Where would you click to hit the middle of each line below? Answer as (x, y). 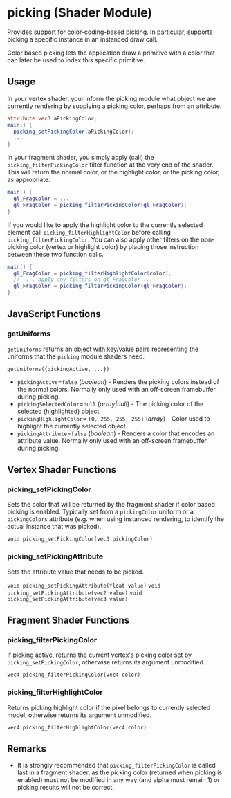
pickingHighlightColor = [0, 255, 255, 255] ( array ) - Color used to (113, 418)
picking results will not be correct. (65, 788)
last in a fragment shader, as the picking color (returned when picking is (120, 772)
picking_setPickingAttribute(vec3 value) (68, 599)
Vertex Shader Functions (62, 470)
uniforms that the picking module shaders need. (76, 356)
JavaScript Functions (54, 314)
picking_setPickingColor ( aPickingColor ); (74, 132)
